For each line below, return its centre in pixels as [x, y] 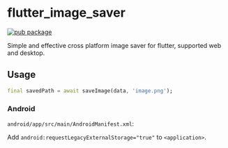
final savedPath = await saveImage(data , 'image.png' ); [90, 91]
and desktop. [26, 53]
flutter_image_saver [66, 13]
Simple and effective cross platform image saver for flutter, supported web [114, 45]
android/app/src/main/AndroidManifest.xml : [71, 124]
